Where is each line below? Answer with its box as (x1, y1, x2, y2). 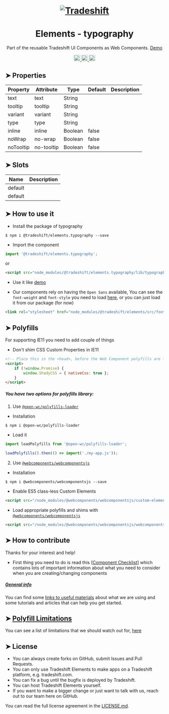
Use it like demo (12, 279, 46, 285)
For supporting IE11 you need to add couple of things (5, 337, 115, 343)
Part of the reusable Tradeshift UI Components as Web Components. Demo (7, 45, 162, 51)
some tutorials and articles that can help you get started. (5, 600, 122, 606)
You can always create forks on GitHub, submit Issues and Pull (12, 656, 142, 662)
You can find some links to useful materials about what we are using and (5, 594, 155, 600)
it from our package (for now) (12, 300, 74, 306)
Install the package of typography (12, 223, 83, 229)
